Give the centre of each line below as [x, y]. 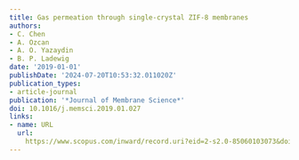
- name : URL [31, 125]
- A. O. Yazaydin [41, 51]
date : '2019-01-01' [45, 68]
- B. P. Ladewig [39, 59]
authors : [25, 26]
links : [21, 116]
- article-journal [43, 92]
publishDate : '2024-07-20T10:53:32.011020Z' [93, 76]
